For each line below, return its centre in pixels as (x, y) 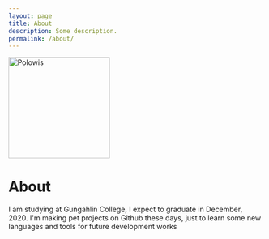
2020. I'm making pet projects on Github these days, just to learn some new (135, 218)
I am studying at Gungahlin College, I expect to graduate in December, (126, 209)
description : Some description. (63, 31)
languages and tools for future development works (93, 227)
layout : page (30, 16)
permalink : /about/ (41, 38)
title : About (30, 23)
